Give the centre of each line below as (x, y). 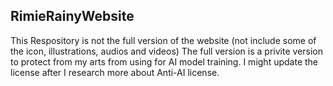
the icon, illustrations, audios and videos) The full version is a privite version (166, 51)
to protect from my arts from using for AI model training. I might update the (164, 61)
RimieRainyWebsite (72, 16)
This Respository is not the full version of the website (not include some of (163, 40)
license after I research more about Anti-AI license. (115, 72)
